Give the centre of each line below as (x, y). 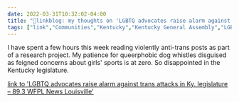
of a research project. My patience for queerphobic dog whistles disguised (117, 55)
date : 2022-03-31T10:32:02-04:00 (57, 14)
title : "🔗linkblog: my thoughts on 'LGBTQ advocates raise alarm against (119, 21)
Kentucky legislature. (38, 70)
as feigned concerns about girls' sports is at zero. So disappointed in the (114, 63)
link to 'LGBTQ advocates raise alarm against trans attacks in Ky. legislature (118, 84)
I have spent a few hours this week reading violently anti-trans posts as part (118, 48)
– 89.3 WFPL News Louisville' (51, 92)
